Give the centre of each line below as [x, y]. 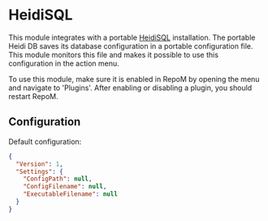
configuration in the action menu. [64, 63]
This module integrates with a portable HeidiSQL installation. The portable [132, 37]
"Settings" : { [39, 171]
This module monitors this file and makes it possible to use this [114, 54]
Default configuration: [45, 141]
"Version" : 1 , [39, 164]
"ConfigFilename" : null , [65, 187]
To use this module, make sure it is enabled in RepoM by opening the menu [134, 79]
